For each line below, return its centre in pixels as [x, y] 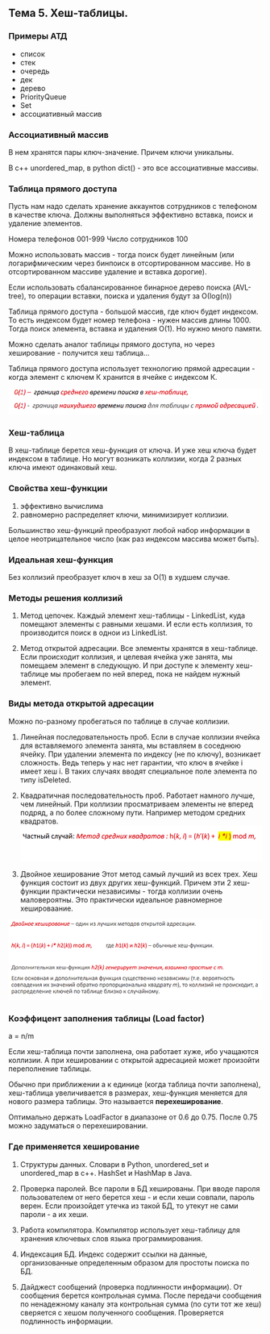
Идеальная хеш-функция [61, 560]
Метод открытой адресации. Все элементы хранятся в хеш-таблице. [139, 648]
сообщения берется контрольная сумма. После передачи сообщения [141, 1295]
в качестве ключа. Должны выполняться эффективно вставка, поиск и [131, 215]
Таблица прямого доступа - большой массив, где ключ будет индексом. [133, 312]
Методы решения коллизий [66, 598]
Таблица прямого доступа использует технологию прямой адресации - [132, 369]
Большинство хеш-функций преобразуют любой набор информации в [129, 530]
